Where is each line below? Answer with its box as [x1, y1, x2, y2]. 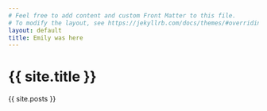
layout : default [8, 26, 62, 34]
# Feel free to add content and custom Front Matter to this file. [8, 11, 237, 20]
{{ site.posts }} [8, 94, 56, 104]
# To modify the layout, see [8, 19, 105, 27]
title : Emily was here [8, 33, 83, 42]
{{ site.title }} [8, 68, 97, 86]
